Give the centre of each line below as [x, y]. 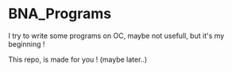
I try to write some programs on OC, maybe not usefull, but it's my [116, 36]
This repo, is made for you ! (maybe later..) [78, 59]
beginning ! [27, 44]
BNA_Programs [60, 14]
